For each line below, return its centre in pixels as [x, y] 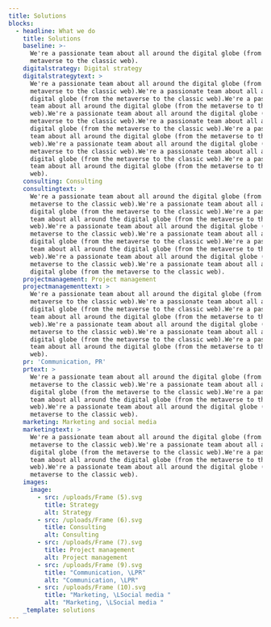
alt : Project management [86, 557]
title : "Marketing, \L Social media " [108, 595]
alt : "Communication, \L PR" [91, 580]
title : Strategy [71, 505]
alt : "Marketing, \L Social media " [104, 603]
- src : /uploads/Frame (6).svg [90, 520]
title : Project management [90, 550]
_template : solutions [59, 610]
